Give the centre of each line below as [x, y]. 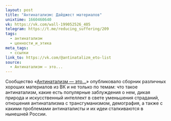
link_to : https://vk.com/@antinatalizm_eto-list [58, 57]
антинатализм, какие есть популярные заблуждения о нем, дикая [78, 92]
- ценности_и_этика [31, 43]
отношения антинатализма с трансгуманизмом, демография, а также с [84, 103]
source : [14, 62]
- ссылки [19, 53]
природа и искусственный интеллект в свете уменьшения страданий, [82, 98]
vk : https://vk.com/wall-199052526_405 [48, 24]
